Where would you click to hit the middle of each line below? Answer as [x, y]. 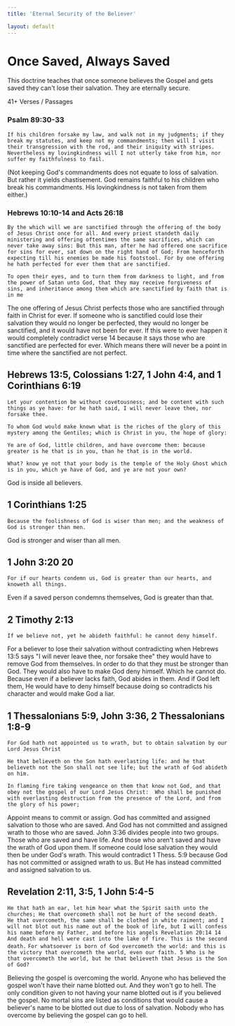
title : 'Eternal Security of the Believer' [72, 14]
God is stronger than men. [47, 527]
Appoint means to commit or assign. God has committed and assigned [109, 818]
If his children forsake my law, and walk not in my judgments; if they [116, 134]
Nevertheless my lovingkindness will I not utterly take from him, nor [114, 153]
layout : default [31, 26]
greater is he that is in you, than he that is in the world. [100, 451]
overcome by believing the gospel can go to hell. [78, 1015]
